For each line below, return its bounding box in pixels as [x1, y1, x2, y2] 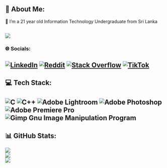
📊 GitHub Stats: [5, 131, 57, 140]
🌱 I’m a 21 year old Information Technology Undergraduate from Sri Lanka [5, 18, 157, 24]
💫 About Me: [5, 5, 45, 14]
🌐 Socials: [5, 45, 31, 52]
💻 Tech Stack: [5, 78, 52, 87]
